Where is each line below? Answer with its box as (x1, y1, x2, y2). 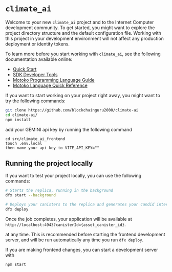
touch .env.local (5, 141, 42, 146)
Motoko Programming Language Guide (12, 77, 95, 83)
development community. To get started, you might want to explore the (5, 25, 155, 31)
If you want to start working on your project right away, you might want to (5, 92, 160, 98)
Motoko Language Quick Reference (12, 82, 88, 88)
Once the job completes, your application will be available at (5, 216, 132, 222)
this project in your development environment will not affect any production (5, 35, 164, 41)
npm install (5, 117, 31, 122)
